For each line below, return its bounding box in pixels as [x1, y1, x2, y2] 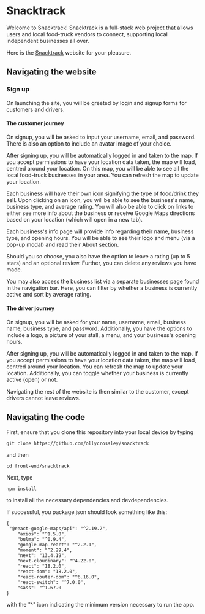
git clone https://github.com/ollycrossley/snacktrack [6, 440, 149, 446]
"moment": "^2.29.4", [17, 547, 72, 553]
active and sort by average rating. [6, 290, 92, 298]
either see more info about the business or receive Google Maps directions [6, 209, 195, 217]
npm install [6, 486, 37, 492]
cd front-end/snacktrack [6, 463, 70, 469]
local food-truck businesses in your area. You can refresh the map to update [6, 171, 199, 179]
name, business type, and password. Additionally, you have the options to [6, 325, 193, 332]
